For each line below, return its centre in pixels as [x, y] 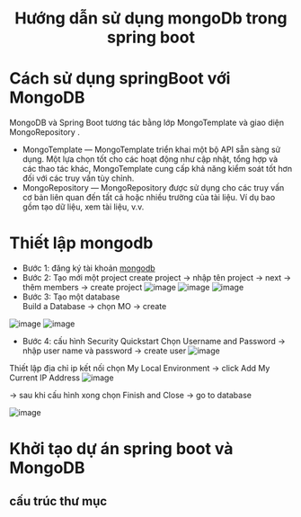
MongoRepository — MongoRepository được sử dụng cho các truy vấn [153, 188]
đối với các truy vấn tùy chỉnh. [78, 178]
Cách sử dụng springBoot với [120, 79]
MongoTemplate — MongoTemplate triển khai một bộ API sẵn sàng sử [151, 150]
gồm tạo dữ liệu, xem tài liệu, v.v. [83, 207]
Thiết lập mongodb [81, 243]
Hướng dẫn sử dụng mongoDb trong [151, 18]
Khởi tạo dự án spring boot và [121, 449]
